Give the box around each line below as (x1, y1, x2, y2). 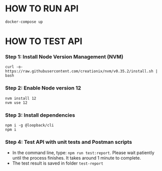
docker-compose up (5, 19, 43, 24)
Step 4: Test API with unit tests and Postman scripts (5, 138, 132, 145)
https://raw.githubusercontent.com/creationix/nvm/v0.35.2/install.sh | (5, 69, 158, 74)
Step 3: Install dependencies (5, 112, 76, 119)
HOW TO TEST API (5, 36, 82, 47)
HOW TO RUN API (5, 3, 79, 14)
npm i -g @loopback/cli (5, 123, 54, 128)
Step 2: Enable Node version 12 (5, 85, 81, 91)
